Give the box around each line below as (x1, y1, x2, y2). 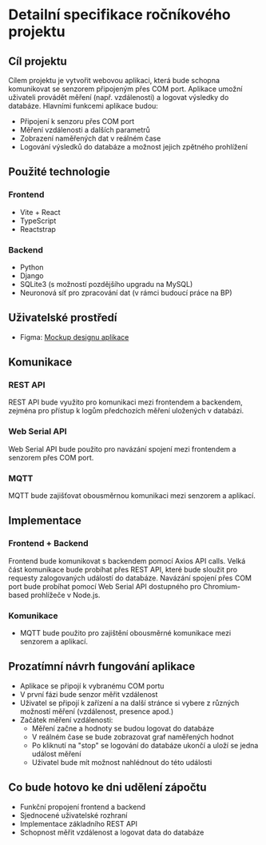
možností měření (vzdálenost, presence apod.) (19, 706, 174, 716)
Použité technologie (8, 165, 110, 179)
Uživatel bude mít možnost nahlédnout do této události (31, 757, 212, 767)
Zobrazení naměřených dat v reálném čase (19, 134, 161, 143)
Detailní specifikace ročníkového (8, 6, 231, 24)
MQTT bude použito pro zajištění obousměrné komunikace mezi (19, 628, 232, 638)
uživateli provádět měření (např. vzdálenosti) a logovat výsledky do (8, 93, 229, 102)
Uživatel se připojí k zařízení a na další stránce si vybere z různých (19, 698, 240, 707)
